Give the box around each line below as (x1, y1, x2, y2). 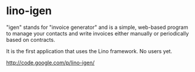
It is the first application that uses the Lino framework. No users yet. (6, 47, 172, 54)
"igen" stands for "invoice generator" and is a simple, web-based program (6, 24, 188, 31)
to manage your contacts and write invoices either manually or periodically (6, 30, 189, 37)
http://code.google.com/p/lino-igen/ (6, 59, 95, 66)
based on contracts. (6, 36, 55, 43)
